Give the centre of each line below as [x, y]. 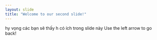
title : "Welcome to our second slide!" [46, 14]
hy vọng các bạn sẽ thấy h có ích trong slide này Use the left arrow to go [78, 28]
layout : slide [20, 10]
